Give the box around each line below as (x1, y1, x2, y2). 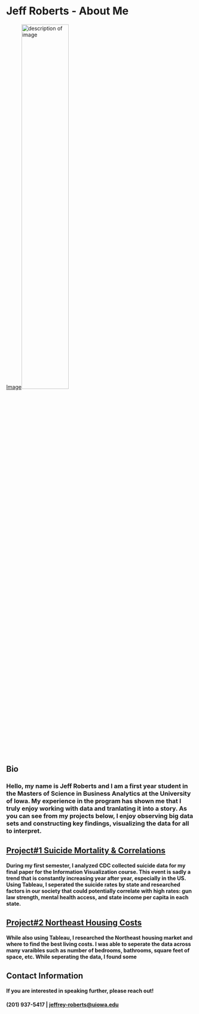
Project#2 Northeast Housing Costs (6, 917, 142, 928)
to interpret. (6, 827, 42, 835)
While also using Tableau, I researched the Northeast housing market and (6, 934, 193, 942)
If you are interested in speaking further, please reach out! (6, 987, 154, 994)
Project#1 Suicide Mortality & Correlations (6, 845, 166, 855)
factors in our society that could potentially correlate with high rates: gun (6, 887, 192, 895)
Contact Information (6, 970, 84, 980)
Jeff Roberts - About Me (6, 4, 129, 18)
